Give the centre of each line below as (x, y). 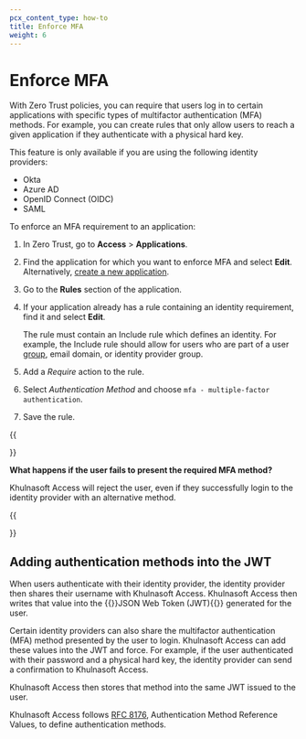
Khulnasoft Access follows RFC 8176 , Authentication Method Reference (144, 715)
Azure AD (41, 189)
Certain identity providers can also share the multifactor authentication (142, 631)
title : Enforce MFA (47, 27)
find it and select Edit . (64, 317)
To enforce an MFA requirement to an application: (103, 227)
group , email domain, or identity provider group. (113, 354)
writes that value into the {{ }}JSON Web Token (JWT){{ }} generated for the (151, 604)
